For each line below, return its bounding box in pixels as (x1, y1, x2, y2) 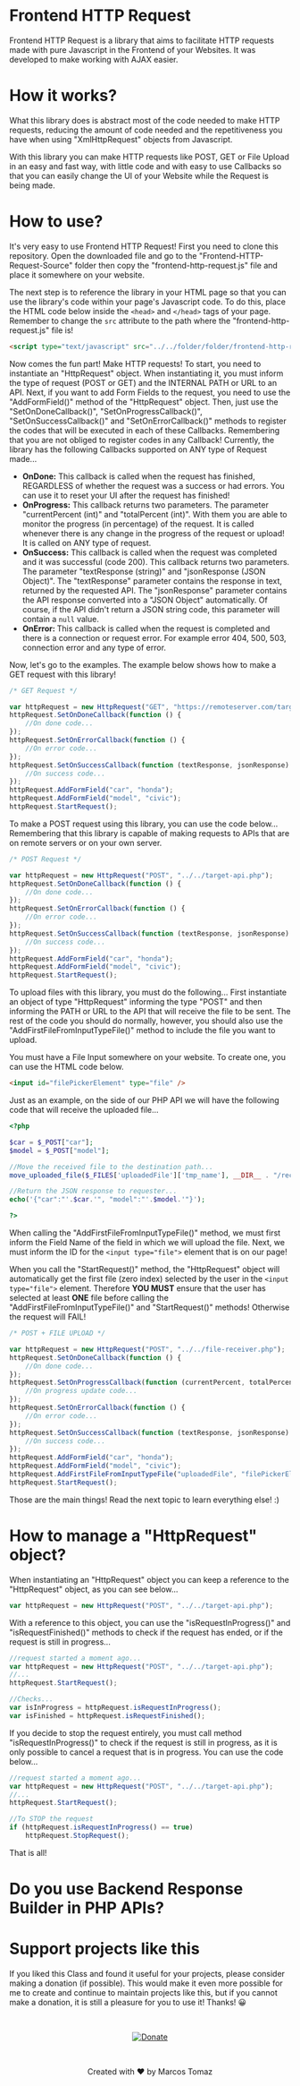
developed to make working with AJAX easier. (9, 54, 179, 64)
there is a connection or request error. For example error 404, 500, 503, (21, 632, 287, 643)
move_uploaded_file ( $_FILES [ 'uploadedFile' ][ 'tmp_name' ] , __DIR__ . (9, 1170, 270, 1180)
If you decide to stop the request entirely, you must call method (9, 1727, 243, 1738)
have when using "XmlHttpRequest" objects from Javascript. (9, 133, 233, 144)
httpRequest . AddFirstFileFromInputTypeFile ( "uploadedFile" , (9, 1470, 238, 1479)
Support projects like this (9, 1939, 200, 1959)
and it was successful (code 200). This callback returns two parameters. (21, 556, 290, 567)
